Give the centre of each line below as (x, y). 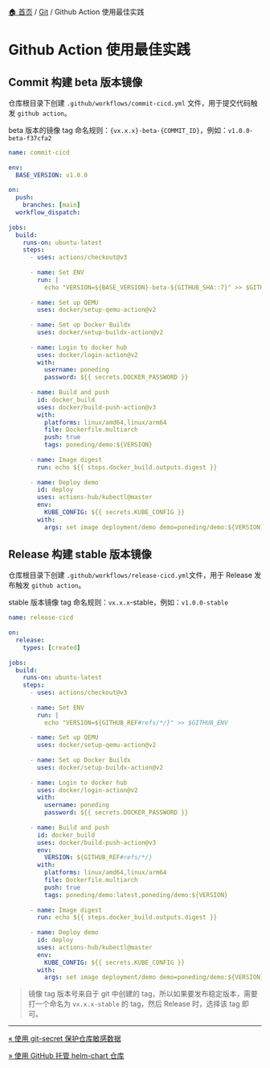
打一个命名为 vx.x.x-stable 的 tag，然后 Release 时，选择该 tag (134, 1004)
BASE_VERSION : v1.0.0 (52, 175)
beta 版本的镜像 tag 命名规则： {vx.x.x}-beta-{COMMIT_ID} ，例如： (119, 130)
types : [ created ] (52, 647)
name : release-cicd (41, 618)
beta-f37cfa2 (30, 139)
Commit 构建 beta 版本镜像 (76, 82)
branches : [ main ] (52, 205)
